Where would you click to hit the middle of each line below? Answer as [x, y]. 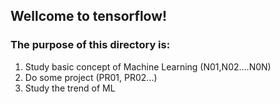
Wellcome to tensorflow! [89, 16]
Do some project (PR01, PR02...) [91, 77]
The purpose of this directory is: [90, 45]
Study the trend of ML [70, 88]
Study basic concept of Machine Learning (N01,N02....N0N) [148, 66]
